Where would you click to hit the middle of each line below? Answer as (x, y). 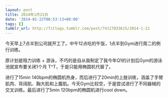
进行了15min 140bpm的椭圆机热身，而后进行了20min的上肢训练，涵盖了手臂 (84, 77)
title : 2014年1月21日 (27, 15)
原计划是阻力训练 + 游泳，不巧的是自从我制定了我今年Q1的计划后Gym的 (79, 60)
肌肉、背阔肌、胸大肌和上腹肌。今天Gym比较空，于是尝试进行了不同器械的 (83, 84)
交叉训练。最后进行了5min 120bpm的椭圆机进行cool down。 (68, 90)
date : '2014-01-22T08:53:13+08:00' (43, 19)
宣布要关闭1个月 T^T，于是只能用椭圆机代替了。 (64, 67)
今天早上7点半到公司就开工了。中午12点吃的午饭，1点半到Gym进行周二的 (81, 44)
